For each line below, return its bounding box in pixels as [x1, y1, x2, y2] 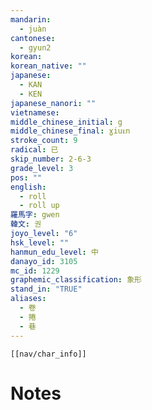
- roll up [19, 201, 60, 211]
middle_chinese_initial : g [10, 117, 123, 127]
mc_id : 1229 [10, 266, 60, 276]
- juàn [19, 24, 47, 34]
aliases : [10, 294, 47, 304]
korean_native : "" [10, 61, 87, 71]
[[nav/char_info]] [10, 349, 87, 359]
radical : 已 [10, 145, 59, 155]
